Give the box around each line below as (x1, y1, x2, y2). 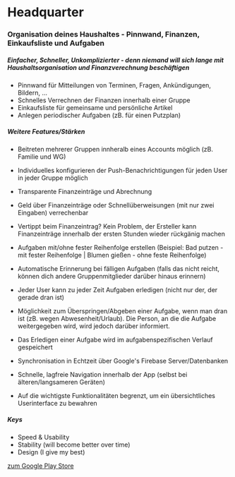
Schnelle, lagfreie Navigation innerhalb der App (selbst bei (17, 370, 188, 379)
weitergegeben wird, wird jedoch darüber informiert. (17, 322, 171, 330)
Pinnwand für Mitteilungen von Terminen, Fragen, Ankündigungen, (17, 81, 212, 90)
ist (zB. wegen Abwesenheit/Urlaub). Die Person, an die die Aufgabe (17, 315, 217, 323)
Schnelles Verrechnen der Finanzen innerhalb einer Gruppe (17, 96, 191, 104)
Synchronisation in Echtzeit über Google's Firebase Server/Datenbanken (17, 357, 229, 366)
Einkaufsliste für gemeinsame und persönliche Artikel (17, 104, 173, 112)
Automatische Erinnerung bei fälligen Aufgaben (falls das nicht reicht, (17, 265, 220, 273)
